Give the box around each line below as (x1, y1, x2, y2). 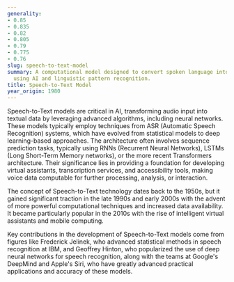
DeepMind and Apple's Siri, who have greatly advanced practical (7, 260, 194, 268)
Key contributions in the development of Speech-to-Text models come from (7, 230, 225, 239)
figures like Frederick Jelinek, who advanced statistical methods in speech (7, 237, 221, 246)
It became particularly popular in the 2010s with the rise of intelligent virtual (7, 210, 224, 218)
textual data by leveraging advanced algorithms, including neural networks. (7, 114, 224, 123)
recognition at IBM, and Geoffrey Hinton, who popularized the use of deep (7, 245, 220, 253)
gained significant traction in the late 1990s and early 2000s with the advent (7, 194, 226, 203)
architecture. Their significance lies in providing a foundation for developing (7, 159, 225, 167)
